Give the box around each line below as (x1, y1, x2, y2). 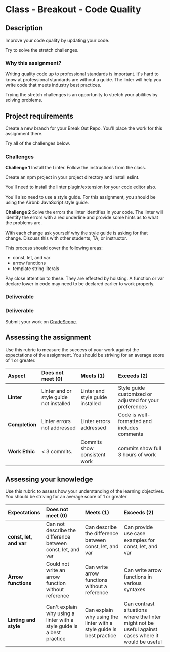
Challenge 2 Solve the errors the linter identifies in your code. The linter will (5, 209, 163, 215)
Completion (8, 421, 37, 428)
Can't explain (46, 604, 77, 611)
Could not (46, 561, 69, 568)
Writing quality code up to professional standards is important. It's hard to (5, 71, 159, 77)
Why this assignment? (5, 59, 62, 66)
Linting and (8, 617, 36, 624)
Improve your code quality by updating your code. (5, 37, 110, 43)
